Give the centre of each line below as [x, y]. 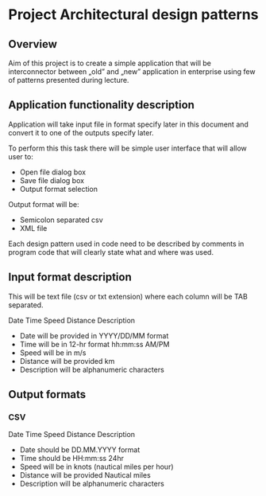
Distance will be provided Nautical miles [85, 475]
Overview [33, 44]
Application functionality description [101, 105]
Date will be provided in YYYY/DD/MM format [94, 335]
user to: [21, 156]
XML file [33, 228]
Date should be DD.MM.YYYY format [80, 450]
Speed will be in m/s [53, 353]
